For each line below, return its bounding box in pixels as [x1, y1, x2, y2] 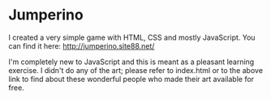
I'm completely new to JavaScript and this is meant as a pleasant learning [8, 57, 255, 67]
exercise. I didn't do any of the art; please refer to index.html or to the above [8, 65, 264, 75]
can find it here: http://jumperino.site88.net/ [8, 41, 155, 50]
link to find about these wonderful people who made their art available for [8, 74, 254, 84]
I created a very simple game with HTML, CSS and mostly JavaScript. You [8, 32, 256, 42]
